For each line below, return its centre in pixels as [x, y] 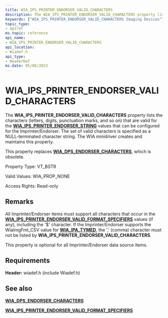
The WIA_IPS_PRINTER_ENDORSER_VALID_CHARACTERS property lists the [84, 115]
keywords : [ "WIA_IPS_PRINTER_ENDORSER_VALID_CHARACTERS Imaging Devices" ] [85, 19]
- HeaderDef [17, 61]
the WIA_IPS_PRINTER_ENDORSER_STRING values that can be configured [82, 126]
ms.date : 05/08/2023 [27, 66]
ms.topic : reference [27, 33]
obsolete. [15, 157]
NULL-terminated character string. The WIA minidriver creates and [74, 136]
